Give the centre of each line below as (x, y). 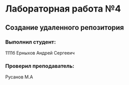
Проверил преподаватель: (40, 66)
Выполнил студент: (31, 42)
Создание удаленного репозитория (64, 28)
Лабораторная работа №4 (63, 9)
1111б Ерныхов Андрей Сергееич (40, 53)
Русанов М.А (19, 77)
